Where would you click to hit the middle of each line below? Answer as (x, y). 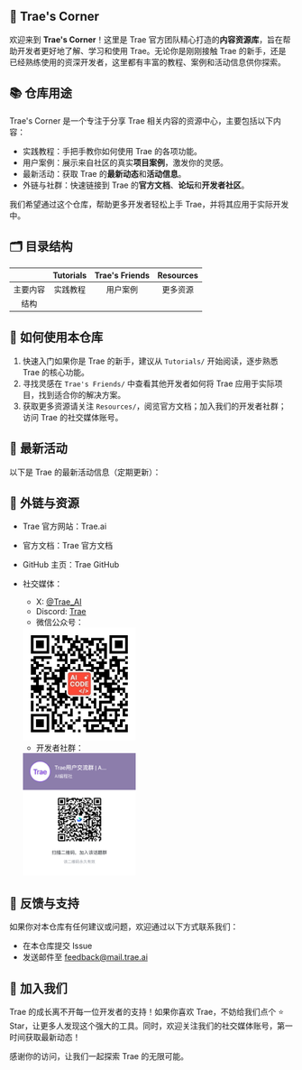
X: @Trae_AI (59, 602)
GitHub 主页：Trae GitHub (71, 565)
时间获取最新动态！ (45, 1037)
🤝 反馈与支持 (44, 903)
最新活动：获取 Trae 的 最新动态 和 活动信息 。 (104, 173)
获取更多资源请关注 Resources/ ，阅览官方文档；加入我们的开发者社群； (154, 406)
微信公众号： (59, 623)
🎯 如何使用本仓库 (56, 338)
